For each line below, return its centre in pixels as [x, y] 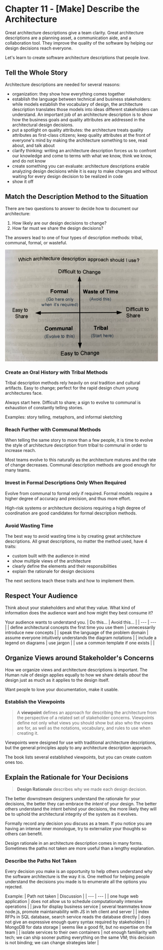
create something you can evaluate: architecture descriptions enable [81, 166]
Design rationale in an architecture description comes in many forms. [74, 843]
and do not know [29, 161]
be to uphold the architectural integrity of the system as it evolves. [71, 814]
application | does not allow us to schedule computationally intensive [74, 901]
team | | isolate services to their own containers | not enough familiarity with [81, 932]
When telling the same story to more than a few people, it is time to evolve [79, 440]
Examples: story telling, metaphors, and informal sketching [64, 417]
